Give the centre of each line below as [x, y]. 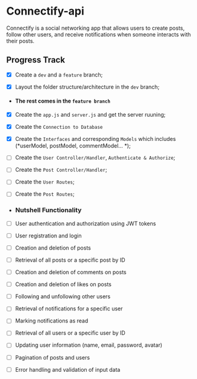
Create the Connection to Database [59, 127]
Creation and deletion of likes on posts [63, 284]
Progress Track [36, 60]
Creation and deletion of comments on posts [71, 272]
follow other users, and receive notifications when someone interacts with [98, 34]
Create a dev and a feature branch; [59, 75]
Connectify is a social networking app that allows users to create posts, [95, 28]
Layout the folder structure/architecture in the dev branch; [87, 87]
